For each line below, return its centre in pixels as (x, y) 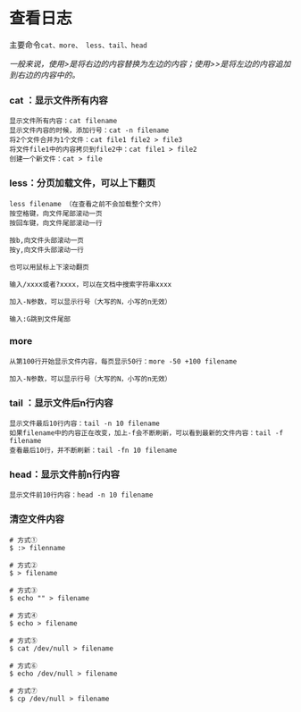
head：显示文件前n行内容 (65, 474)
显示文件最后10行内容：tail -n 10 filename (85, 424)
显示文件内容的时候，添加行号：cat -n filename (89, 130)
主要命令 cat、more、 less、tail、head (78, 45)
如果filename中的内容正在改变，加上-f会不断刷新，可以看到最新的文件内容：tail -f (146, 433)
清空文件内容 (37, 519)
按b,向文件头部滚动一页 (47, 240)
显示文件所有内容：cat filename (63, 121)
